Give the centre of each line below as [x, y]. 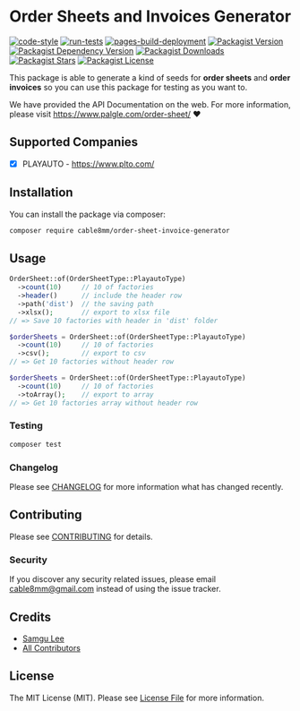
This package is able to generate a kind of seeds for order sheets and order [150, 77]
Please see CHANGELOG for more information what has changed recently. [146, 487]
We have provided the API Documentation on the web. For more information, [150, 104]
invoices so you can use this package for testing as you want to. [129, 87]
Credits [30, 617]
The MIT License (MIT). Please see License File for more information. [137, 698]
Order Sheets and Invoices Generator [150, 17]
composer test [36, 444]
